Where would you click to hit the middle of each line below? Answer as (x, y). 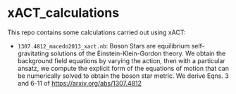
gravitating (33, 53)
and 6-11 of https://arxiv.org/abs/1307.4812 (80, 83)
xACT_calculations (63, 13)
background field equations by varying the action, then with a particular (121, 60)
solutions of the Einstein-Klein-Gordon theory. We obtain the (138, 53)
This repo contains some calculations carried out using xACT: (97, 32)
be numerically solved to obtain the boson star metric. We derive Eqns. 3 (123, 76)
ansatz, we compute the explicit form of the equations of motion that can (123, 68)
